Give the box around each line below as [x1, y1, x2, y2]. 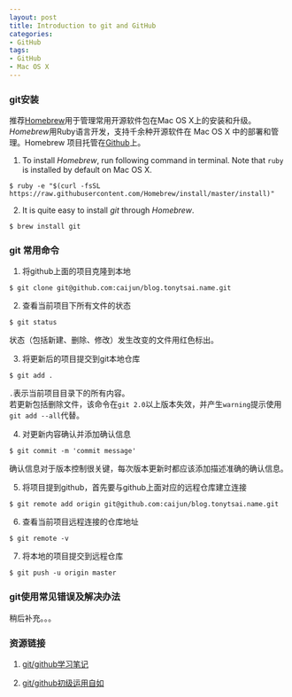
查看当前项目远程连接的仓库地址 [21, 516, 139, 528]
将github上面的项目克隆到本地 [21, 266, 131, 277]
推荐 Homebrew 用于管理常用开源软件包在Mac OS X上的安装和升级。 [9, 115, 257, 126]
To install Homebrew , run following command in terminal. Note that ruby [21, 155, 284, 166]
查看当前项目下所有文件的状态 [21, 301, 131, 311]
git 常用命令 [9, 245, 60, 257]
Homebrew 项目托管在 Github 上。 [24, 137, 146, 148]
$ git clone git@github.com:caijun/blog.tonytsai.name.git [9, 284, 232, 293]
